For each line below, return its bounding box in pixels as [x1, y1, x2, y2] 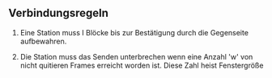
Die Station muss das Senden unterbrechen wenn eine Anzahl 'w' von [19, 51, 253, 61]
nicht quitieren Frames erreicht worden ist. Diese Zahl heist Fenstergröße [19, 60, 264, 70]
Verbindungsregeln [8, 6, 109, 20]
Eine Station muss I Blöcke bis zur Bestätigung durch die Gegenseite [19, 27, 249, 37]
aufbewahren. [19, 36, 67, 46]
